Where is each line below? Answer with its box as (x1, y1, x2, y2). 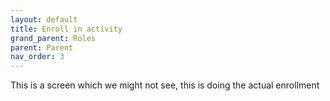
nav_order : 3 (10, 52, 65, 62)
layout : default (10, 14, 78, 25)
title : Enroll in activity (10, 24, 123, 34)
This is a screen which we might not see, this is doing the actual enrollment (10, 79, 320, 91)
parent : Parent (10, 42, 74, 53)
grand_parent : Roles (10, 33, 97, 43)
